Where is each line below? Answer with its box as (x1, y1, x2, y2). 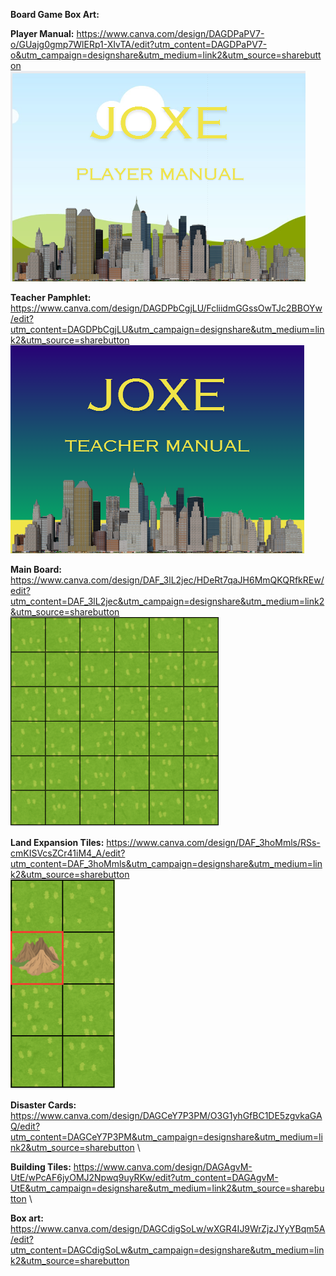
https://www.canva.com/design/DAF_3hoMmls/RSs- (106, 837, 321, 848)
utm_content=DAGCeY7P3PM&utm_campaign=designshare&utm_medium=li (10, 1131, 323, 1143)
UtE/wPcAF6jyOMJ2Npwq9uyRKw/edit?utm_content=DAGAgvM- (10, 1172, 279, 1183)
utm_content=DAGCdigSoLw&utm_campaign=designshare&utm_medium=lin (10, 1244, 325, 1256)
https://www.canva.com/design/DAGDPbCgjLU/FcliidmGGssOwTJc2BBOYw (10, 302, 323, 314)
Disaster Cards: (10, 1099, 77, 1111)
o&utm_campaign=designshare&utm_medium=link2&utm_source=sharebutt (10, 49, 322, 61)
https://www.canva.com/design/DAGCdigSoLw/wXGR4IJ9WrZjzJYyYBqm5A (10, 1223, 326, 1234)
